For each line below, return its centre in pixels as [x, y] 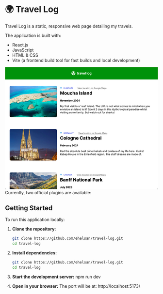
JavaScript [23, 50]
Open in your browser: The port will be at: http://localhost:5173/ [76, 286]
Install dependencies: [34, 253]
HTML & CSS [25, 55]
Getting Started [29, 208]
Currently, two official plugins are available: [48, 193]
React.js [20, 45]
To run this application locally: [35, 220]
